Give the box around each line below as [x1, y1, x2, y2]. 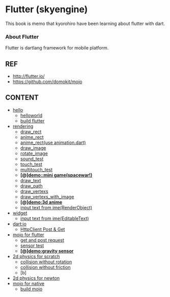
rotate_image [20, 150, 48, 156]
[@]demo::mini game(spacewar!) [20, 172, 93, 178]
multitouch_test [20, 166, 53, 172]
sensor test [20, 242, 44, 249]
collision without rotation [20, 259, 72, 265]
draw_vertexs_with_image [20, 193, 74, 200]
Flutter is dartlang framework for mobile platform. [5, 45, 109, 51]
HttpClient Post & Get [20, 226, 65, 232]
